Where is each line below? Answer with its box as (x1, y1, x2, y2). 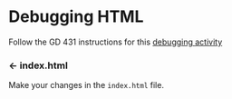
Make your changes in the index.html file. (8, 80, 165, 91)
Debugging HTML (8, 6, 144, 27)
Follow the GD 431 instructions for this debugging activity (8, 36, 223, 47)
